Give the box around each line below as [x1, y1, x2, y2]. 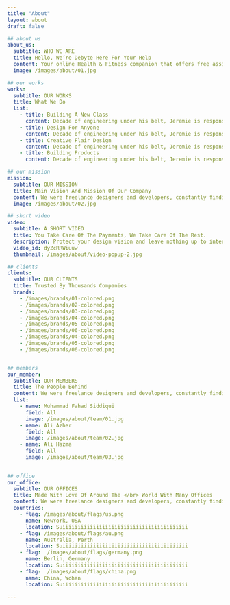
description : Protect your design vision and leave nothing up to [13, 238, 207, 245]
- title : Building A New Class [19, 111, 109, 119]
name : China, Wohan [25, 574, 81, 582]
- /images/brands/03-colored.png [19, 308, 115, 315]
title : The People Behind [13, 383, 88, 391]
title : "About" [7, 10, 51, 17]
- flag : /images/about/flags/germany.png [19, 549, 142, 556]
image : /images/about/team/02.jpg [25, 435, 125, 442]
